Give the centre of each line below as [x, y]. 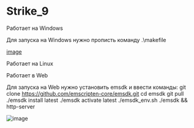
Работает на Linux [30, 63]
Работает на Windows [35, 28]
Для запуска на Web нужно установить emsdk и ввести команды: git [96, 87]
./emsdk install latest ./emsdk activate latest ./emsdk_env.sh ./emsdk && [97, 100]
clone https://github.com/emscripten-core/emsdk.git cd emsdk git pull [95, 93]
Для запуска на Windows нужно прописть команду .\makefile [86, 40]
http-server [21, 106]
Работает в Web [27, 75]
